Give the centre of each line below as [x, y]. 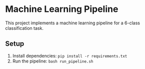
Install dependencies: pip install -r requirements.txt [70, 56]
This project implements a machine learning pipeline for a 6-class [72, 23]
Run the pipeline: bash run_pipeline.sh [53, 61]
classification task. [24, 28]
